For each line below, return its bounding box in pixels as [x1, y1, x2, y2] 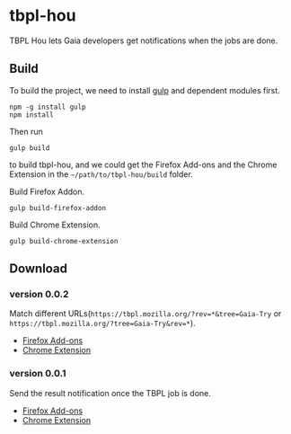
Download [9, 261, 67, 277]
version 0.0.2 [9, 288, 69, 301]
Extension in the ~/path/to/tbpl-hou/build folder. [9, 168, 193, 180]
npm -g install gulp [9, 102, 87, 111]
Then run [9, 126, 43, 137]
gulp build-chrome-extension [9, 236, 119, 245]
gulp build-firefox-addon [9, 203, 106, 212]
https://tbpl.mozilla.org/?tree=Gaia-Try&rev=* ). [9, 318, 196, 329]
